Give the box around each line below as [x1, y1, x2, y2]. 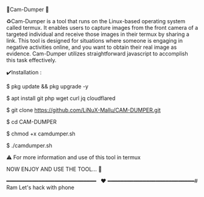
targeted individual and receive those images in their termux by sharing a [6, 30, 190, 38]
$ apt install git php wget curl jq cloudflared [6, 95, 116, 102]
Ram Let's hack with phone [6, 184, 75, 191]
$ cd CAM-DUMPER [6, 118, 57, 125]
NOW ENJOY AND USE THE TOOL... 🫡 [6, 165, 102, 173]
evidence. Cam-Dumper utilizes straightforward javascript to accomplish [6, 50, 189, 57]
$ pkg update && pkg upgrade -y [6, 83, 89, 90]
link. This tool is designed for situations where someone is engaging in [6, 37, 183, 44]
